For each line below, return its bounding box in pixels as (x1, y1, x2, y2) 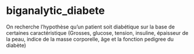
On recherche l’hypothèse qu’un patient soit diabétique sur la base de (6, 23, 175, 30)
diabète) (6, 42, 26, 49)
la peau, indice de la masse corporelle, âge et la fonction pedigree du (6, 35, 174, 42)
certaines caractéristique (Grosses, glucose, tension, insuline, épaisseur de (6, 29, 189, 36)
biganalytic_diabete (6, 4, 105, 17)
